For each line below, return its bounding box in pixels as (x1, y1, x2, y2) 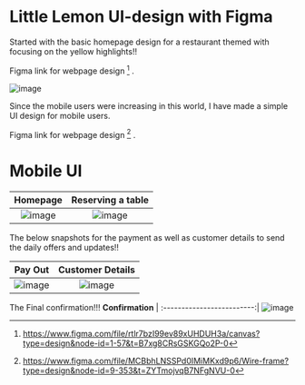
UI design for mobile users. (9, 110, 111, 121)
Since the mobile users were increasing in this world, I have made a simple (9, 100, 289, 111)
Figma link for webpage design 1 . (9, 64, 134, 76)
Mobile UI (9, 161, 83, 182)
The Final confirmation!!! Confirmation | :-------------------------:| (9, 302, 261, 313)
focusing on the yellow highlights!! (9, 45, 138, 56)
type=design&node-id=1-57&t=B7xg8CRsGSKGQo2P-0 (22, 338, 229, 349)
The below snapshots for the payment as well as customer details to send (9, 232, 285, 243)
